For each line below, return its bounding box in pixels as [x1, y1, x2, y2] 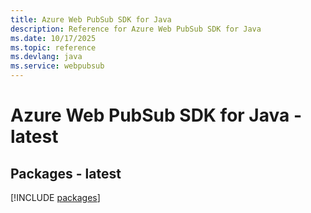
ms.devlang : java [10, 52, 83, 62]
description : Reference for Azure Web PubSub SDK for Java [10, 24, 262, 34]
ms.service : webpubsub [10, 61, 105, 71]
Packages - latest [10, 165, 122, 182]
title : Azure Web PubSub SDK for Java [10, 14, 172, 25]
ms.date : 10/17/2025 [10, 33, 97, 43]
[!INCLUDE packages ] [10, 192, 101, 203]
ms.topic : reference [10, 42, 97, 53]
